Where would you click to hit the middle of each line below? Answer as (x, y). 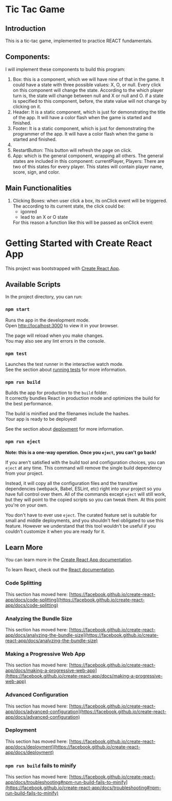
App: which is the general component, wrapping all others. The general (88, 156)
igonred (29, 211)
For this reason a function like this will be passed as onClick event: (83, 222)
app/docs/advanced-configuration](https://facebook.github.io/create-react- (86, 711)
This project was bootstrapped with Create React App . (63, 268)
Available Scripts (33, 284)
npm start (17, 310)
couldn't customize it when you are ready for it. (55, 531)
